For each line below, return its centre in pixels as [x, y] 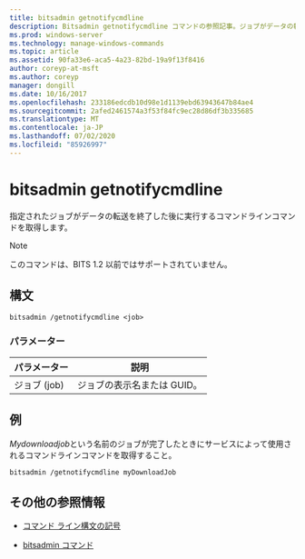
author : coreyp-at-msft [54, 69]
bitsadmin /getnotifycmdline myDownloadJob [93, 472]
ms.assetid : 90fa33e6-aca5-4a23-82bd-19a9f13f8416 [107, 60]
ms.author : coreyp [44, 77]
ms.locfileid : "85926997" [58, 145]
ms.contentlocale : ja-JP [56, 128]
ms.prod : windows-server [56, 35]
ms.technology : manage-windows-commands [87, 43]
